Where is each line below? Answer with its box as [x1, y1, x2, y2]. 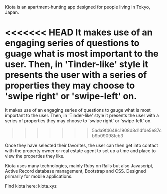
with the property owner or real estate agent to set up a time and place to [5, 147, 156, 154]
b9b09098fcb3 [92, 132, 124, 139]
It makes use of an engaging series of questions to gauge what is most [5, 107, 151, 113]
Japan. [5, 9, 19, 15]
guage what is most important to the [5, 48, 159, 59]
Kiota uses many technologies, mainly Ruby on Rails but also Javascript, [5, 162, 154, 169]
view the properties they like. [5, 153, 65, 159]
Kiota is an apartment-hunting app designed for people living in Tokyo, [5, 4, 151, 10]
